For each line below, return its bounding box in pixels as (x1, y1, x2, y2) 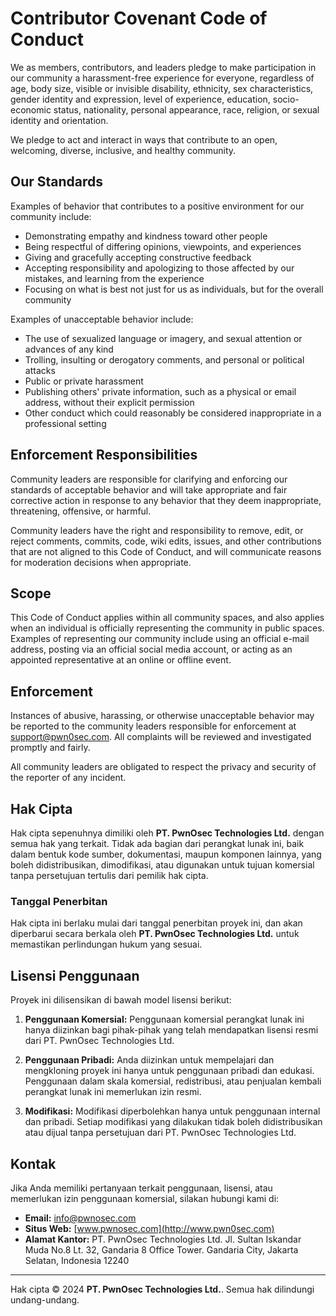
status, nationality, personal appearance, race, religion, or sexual (53, 103, 320, 116)
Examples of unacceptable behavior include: (10, 313, 194, 325)
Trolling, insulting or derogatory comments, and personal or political (24, 353, 305, 366)
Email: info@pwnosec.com (24, 1212, 137, 1224)
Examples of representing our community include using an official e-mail (10, 633, 310, 645)
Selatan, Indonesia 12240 (24, 1254, 130, 1266)
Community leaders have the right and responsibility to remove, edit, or (10, 524, 304, 536)
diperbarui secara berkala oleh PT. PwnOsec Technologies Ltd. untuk (10, 928, 300, 940)
